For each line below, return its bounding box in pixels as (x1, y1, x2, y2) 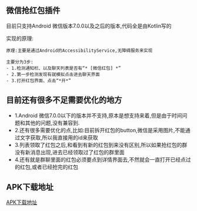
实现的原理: (6, 35, 34, 42)
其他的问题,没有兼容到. (25, 119, 80, 126)
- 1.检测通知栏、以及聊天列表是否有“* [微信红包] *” (6, 65, 121, 71)
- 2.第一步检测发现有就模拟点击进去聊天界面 (6, 71, 100, 78)
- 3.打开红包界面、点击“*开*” (6, 78, 72, 83)
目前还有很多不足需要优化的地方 (6, 95, 122, 105)
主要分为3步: (6, 59, 34, 65)
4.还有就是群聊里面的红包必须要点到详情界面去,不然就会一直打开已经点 (14, 156, 186, 163)
